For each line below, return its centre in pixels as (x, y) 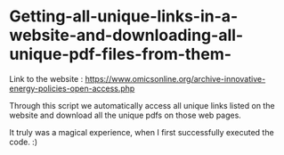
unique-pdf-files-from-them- (121, 54)
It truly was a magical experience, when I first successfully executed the (142, 132)
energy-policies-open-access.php (72, 88)
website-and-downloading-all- (126, 35)
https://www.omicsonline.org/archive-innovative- (175, 78)
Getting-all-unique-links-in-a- (124, 16)
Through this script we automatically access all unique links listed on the (142, 105)
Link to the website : (46, 78)
